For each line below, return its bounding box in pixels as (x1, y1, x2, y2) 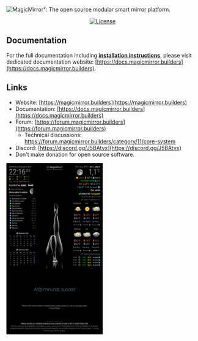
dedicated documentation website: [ (6, 58, 98, 66)
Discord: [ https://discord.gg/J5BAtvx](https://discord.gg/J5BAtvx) (15, 144, 182, 151)
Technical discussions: (24, 131, 82, 138)
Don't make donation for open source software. (15, 151, 135, 158)
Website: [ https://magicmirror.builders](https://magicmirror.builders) (15, 99, 188, 106)
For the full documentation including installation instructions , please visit (6, 51, 192, 59)
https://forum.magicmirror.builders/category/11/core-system (24, 138, 176, 145)
